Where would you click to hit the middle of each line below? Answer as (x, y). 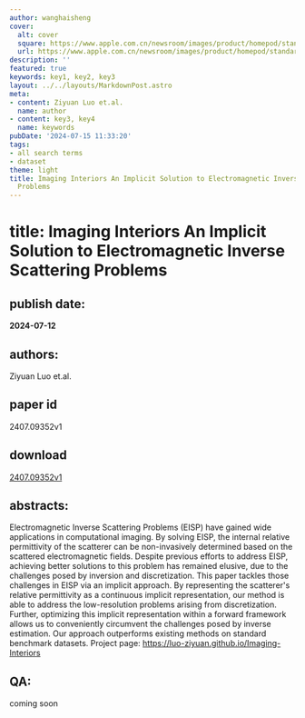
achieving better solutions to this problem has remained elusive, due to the (149, 566)
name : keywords (46, 128)
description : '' (40, 60)
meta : (20, 94)
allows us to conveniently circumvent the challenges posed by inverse (140, 624)
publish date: (48, 304)
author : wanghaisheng (50, 18)
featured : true (38, 69)
